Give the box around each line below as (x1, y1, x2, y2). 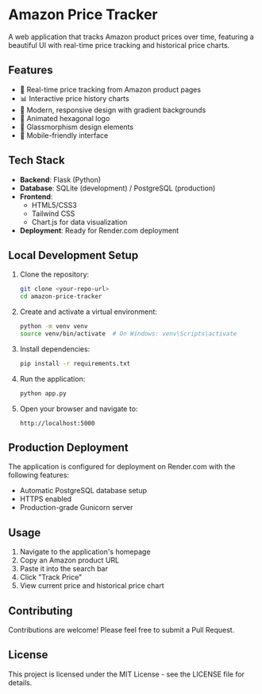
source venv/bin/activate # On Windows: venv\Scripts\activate (19, 330, 237, 338)
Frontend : (19, 191, 53, 201)
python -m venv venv (19, 323, 88, 331)
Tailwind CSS (31, 209, 75, 218)
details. (8, 677, 33, 687)
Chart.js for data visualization (31, 217, 128, 226)
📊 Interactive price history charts (19, 93, 129, 103)
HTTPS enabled (19, 494, 72, 504)
